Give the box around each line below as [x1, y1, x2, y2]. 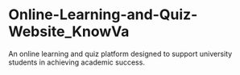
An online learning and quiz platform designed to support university [8, 49, 233, 58]
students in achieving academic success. [8, 57, 145, 67]
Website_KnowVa [8, 22, 130, 41]
